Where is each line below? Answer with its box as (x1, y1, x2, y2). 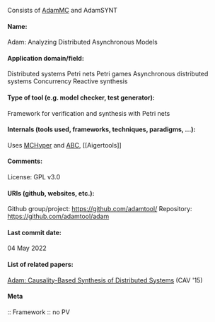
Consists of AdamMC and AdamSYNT (7, 6, 118, 14)
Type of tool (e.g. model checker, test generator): (7, 93, 156, 102)
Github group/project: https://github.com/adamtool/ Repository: (7, 205, 192, 213)
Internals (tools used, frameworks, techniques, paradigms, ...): (7, 125, 196, 133)
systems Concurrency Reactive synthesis (7, 77, 128, 85)
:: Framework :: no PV (7, 307, 71, 316)
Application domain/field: (7, 54, 85, 62)
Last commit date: (7, 228, 62, 237)
